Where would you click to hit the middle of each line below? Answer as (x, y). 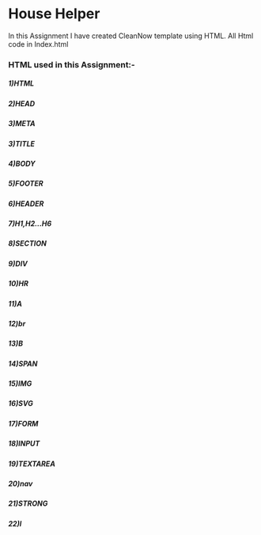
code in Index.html (38, 44)
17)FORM (23, 423)
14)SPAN (23, 363)
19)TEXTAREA (32, 464)
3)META (22, 124)
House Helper (54, 14)
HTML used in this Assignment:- (72, 64)
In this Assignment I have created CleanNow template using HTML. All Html (131, 36)
